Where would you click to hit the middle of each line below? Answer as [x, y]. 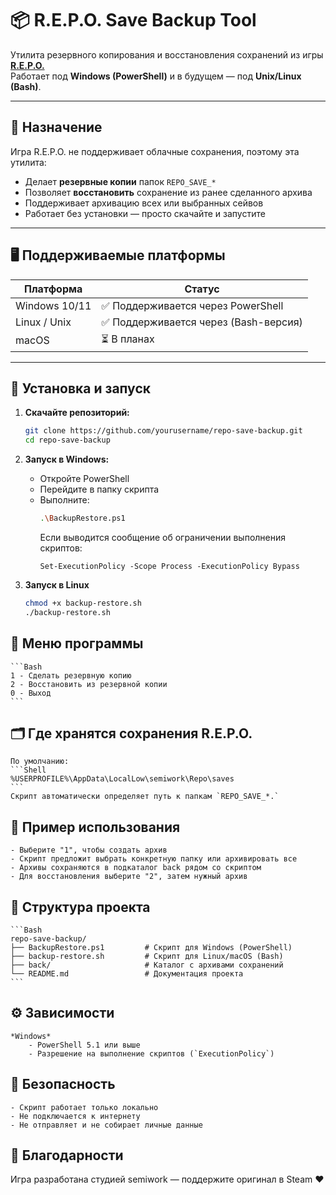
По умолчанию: [40, 762]
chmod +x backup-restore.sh [83, 603]
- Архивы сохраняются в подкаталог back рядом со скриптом [136, 868]
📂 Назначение [56, 127]
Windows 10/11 [53, 305]
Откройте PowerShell [84, 479]
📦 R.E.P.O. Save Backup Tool [133, 20]
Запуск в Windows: [67, 459]
